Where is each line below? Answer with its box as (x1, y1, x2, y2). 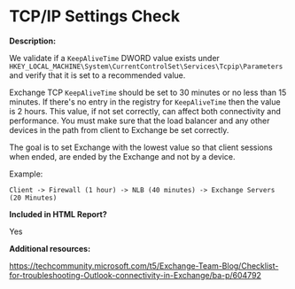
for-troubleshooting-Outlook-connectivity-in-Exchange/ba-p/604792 (9, 269, 261, 280)
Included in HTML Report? (9, 208, 108, 219)
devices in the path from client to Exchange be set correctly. (9, 124, 229, 135)
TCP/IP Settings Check (9, 6, 180, 27)
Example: (9, 168, 43, 179)
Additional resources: (9, 243, 91, 254)
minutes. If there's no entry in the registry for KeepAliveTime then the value (9, 96, 281, 107)
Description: (9, 35, 56, 46)
